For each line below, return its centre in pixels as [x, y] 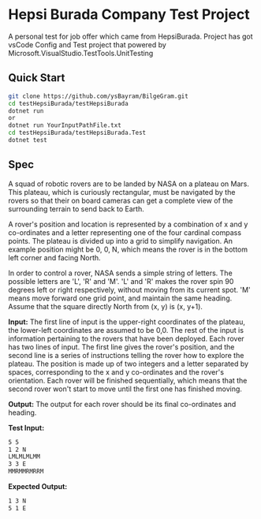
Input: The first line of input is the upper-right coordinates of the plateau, [127, 322]
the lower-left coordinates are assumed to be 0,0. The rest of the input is [126, 330]
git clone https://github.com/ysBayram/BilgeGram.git [99, 96]
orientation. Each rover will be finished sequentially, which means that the [128, 380]
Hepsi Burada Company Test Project [129, 15]
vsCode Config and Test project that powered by [88, 44]
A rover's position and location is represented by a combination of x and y [128, 224]
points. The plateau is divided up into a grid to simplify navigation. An [120, 241]
